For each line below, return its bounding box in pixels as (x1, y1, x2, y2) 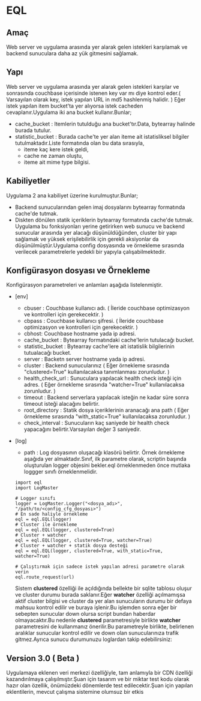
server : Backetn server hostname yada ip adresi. (23, 355, 146, 363)
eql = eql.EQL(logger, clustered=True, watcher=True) (14, 538, 152, 544)
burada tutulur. (14, 127, 52, 134)
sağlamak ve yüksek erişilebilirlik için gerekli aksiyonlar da (14, 235, 159, 242)
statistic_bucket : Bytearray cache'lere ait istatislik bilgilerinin (23, 343, 175, 350)
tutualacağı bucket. (23, 349, 72, 357)
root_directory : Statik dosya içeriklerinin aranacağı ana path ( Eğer (23, 406, 189, 414)
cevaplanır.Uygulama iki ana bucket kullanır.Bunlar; (6, 109, 132, 116)
